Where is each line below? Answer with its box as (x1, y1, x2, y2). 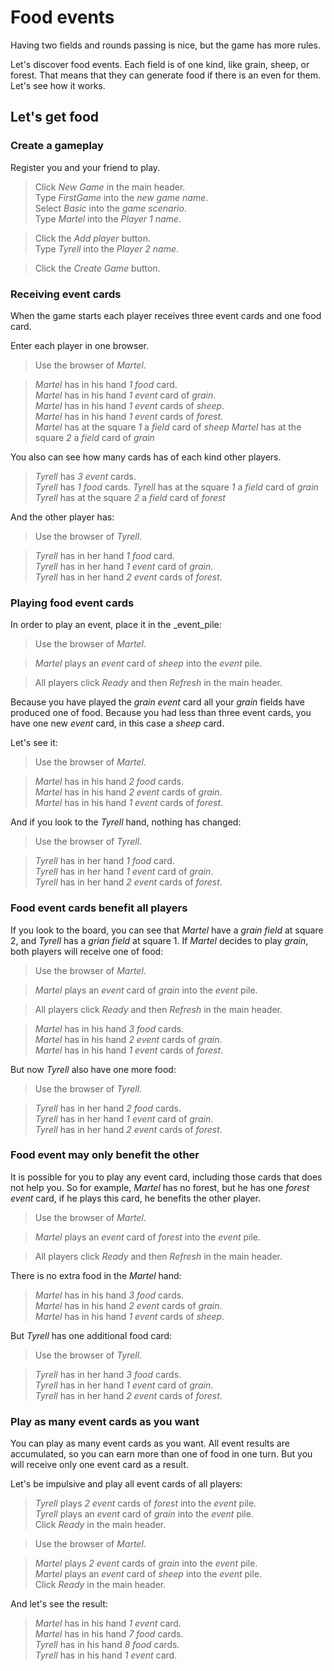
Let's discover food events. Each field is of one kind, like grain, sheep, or (10, 58, 310, 70)
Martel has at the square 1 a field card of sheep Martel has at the (34, 421, 302, 433)
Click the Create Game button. (34, 262, 161, 274)
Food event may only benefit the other (10, 1148, 200, 1162)
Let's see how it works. (10, 79, 106, 91)
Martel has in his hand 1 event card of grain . (34, 389, 217, 401)
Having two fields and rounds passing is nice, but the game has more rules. (10, 39, 321, 51)
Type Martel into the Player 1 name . (34, 212, 182, 225)
